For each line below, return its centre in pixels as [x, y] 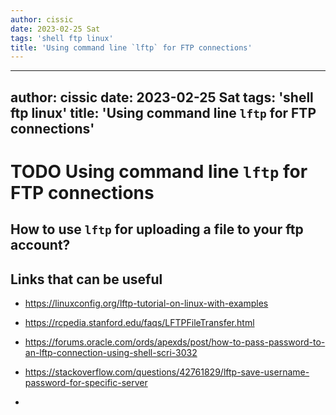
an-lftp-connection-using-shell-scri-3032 [111, 353]
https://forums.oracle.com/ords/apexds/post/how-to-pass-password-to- [175, 342]
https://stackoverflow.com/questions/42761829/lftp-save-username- [167, 372]
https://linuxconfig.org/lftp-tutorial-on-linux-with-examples [146, 303]
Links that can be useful [86, 279]
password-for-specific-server [86, 383]
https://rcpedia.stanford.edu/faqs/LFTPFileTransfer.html [139, 323]
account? [40, 245]
